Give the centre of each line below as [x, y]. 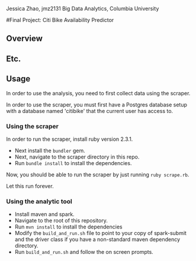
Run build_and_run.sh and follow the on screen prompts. [84, 252]
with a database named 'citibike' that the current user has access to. [90, 111]
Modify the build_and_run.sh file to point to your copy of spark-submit [100, 233]
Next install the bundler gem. [50, 150]
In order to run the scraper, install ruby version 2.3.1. [70, 139]
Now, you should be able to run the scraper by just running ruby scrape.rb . [98, 175]
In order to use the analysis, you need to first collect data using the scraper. [98, 93]
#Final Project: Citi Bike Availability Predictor [60, 20]
